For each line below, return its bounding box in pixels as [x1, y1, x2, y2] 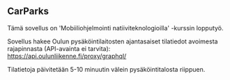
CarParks [7, 6, 49, 17]
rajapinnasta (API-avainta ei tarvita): [7, 44, 111, 52]
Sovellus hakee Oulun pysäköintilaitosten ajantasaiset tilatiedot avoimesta [7, 37, 218, 46]
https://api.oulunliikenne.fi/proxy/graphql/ [7, 52, 127, 60]
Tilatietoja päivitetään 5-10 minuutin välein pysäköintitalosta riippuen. [7, 65, 206, 73]
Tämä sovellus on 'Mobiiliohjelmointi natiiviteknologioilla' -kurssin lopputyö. [7, 23, 224, 32]
